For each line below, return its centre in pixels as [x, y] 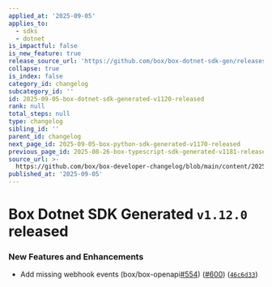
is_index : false [36, 76]
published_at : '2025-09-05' [56, 174]
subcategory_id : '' [41, 91]
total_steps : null [39, 114]
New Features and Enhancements [76, 257]
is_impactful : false [43, 46]
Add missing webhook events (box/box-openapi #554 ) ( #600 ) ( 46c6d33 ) [139, 274]
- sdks [27, 31]
